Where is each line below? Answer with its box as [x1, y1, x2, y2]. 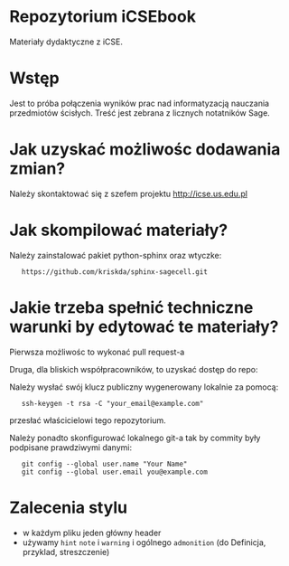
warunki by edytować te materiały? [9, 316, 279, 336]
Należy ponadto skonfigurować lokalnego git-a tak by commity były [9, 432, 261, 443]
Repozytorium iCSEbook [9, 6, 197, 27]
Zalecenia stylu [9, 497, 128, 517]
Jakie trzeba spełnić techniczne [9, 297, 254, 317]
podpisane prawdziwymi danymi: [9, 441, 133, 453]
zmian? [9, 158, 66, 179]
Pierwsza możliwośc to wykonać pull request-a [9, 346, 185, 357]
